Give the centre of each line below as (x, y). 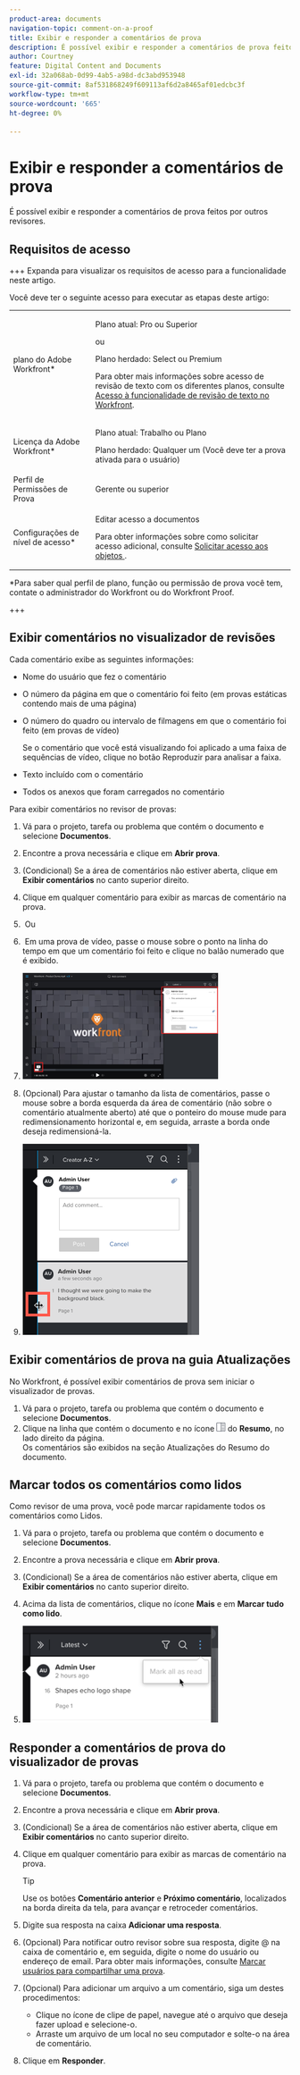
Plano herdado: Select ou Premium (158, 358)
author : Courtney (42, 57)
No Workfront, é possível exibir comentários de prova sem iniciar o (132, 1382)
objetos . (111, 555)
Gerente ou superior (132, 489)
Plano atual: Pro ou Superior (146, 324)
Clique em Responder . (64, 2061)
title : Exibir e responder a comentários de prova (105, 38)
